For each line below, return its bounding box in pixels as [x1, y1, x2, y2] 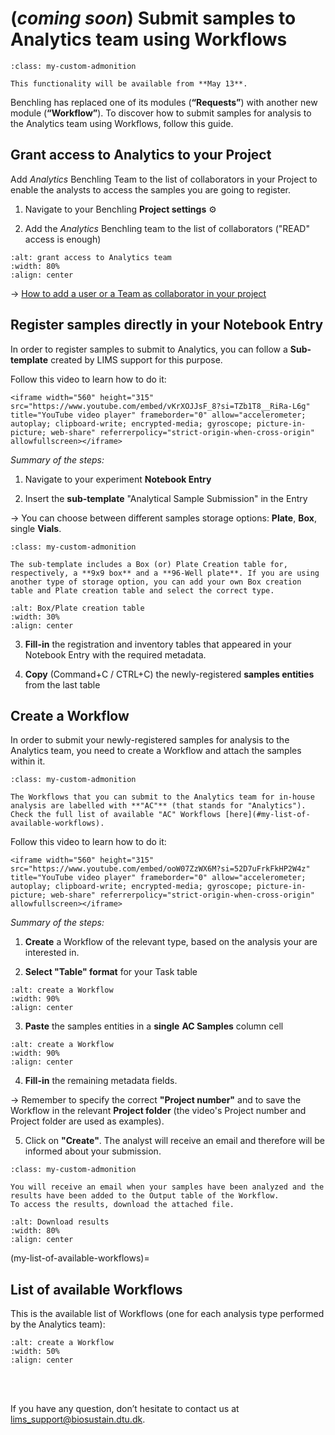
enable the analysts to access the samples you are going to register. [10, 183, 291, 196]
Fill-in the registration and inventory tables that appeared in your [24, 638, 292, 650]
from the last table [24, 678, 101, 691]
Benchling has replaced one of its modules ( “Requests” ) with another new [10, 96, 318, 108]
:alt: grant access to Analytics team [10, 252, 172, 262]
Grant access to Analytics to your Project [10, 147, 272, 164]
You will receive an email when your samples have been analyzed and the [10, 1182, 325, 1192]
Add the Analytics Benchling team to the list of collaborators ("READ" [24, 222, 310, 234]
